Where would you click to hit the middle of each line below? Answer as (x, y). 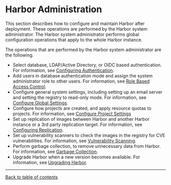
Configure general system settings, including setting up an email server (88, 92)
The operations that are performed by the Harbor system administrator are (83, 49)
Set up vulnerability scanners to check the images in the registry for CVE (89, 135)
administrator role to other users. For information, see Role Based (81, 81)
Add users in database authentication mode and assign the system (82, 75)
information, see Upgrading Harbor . (50, 162)
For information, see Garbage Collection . (55, 151)
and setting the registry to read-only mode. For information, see (79, 97)
